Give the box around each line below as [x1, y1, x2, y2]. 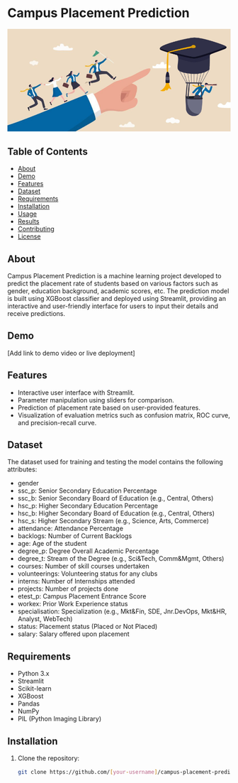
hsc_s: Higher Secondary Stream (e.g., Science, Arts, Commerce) [17, 517, 209, 525]
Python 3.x [17, 669, 50, 678]
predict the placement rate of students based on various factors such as [7, 279, 218, 288]
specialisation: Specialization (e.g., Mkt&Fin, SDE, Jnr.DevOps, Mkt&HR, [17, 607, 227, 615]
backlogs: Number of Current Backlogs [17, 532, 132, 540]
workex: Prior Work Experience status [17, 600, 128, 608]
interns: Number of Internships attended [17, 577, 135, 586]
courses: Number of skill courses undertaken [17, 562, 150, 571]
